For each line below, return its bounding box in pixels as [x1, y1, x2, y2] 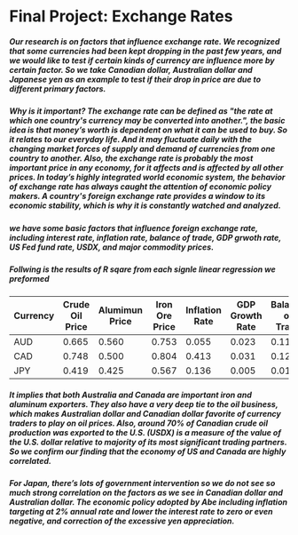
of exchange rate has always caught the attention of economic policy [9, 181, 272, 192]
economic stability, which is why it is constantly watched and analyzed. [9, 200, 281, 211]
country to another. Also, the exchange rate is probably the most [9, 153, 254, 164]
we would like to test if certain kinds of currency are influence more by [9, 55, 275, 66]
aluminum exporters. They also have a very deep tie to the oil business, [9, 398, 278, 410]
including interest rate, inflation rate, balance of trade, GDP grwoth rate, [9, 232, 282, 243]
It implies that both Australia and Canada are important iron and [9, 389, 253, 400]
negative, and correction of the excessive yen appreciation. [9, 515, 235, 526]
